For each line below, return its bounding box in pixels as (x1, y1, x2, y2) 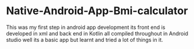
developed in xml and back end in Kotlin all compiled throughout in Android (6, 30, 189, 37)
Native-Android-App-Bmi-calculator (6, 4, 188, 18)
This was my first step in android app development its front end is (6, 24, 166, 31)
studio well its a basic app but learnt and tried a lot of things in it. (6, 36, 163, 43)
